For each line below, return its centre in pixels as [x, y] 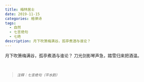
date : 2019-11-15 [22, 14]
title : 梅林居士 [20, 9]
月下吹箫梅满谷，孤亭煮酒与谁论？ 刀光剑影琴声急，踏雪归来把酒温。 [73, 55]
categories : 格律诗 [23, 18]
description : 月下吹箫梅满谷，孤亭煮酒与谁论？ [48, 41]
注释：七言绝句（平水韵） [38, 75]
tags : [10, 23]
